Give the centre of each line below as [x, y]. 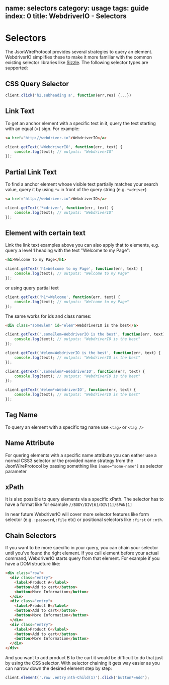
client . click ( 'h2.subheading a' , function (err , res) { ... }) [68, 95]
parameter [16, 471]
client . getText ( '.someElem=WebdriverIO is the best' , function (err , [78, 334]
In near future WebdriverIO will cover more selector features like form [77, 515]
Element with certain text [45, 233]
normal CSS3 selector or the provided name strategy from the [69, 461]
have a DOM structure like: [33, 564]
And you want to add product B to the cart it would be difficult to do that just [84, 658]
